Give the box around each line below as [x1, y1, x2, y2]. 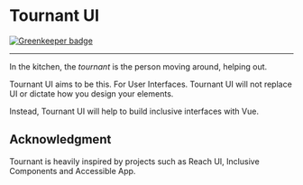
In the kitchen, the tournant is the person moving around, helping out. [9, 60, 268, 72]
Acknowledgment [9, 132, 112, 147]
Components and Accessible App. [9, 165, 136, 176]
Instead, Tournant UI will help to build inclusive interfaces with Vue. [9, 106, 260, 116]
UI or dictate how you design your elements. [9, 88, 174, 99]
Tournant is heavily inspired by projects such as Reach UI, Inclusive [9, 155, 260, 167]
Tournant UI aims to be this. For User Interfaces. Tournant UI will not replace [9, 79, 293, 89]
